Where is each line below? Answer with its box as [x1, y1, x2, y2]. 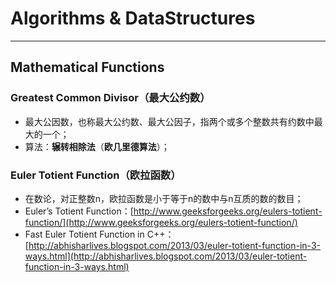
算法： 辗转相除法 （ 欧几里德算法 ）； [24, 140, 170, 152]
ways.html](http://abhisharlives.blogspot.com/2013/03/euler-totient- [24, 250, 308, 262]
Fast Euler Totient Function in [24, 228, 145, 240]
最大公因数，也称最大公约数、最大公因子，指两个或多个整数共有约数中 [24, 115, 315, 127]
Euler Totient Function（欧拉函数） [10, 168, 182, 182]
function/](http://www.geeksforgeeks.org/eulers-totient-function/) [24, 216, 298, 228]
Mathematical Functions [10, 59, 165, 76]
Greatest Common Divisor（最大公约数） [10, 91, 211, 105]
